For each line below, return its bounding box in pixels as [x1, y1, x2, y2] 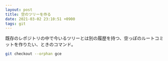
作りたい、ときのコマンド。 [18, 42, 76, 48]
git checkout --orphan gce [5, 52, 62, 57]
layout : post [5, 7, 33, 12]
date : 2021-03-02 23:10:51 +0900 [5, 16, 75, 21]
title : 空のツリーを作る [5, 12, 51, 17]
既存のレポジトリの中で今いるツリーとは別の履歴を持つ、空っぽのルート [5, 35, 155, 41]
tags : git [5, 21, 26, 26]
